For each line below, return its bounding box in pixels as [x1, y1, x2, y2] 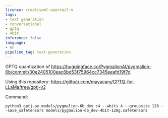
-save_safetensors [5, 108, 44, 113]
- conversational [5, 21, 42, 27]
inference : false [5, 36, 42, 41]
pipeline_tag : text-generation [5, 49, 71, 54]
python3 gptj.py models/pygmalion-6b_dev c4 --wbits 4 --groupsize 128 [5, 103, 159, 108]
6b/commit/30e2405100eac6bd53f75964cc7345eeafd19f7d [5, 69, 131, 75]
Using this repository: [5, 79, 50, 85]
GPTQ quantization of [5, 64, 50, 70]
